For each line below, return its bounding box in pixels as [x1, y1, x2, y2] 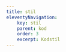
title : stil [6, 8, 36, 15]
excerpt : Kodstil [17, 36, 61, 42]
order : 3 [17, 31, 39, 37]
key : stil [17, 20, 42, 26]
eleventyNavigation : [6, 14, 58, 20]
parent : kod [17, 25, 47, 32]
